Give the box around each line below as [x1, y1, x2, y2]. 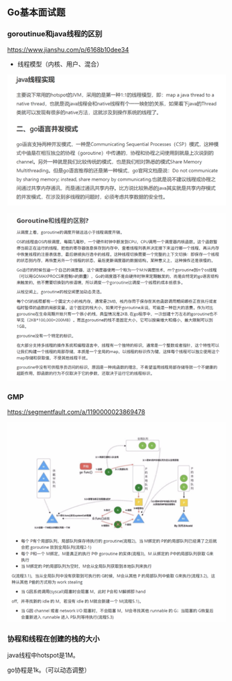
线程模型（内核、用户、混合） [17, 60, 103, 68]
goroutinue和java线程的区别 [7, 29, 103, 39]
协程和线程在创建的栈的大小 [7, 634, 100, 643]
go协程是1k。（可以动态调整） [7, 666, 91, 674]
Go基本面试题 [7, 6, 66, 19]
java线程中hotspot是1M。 [7, 651, 80, 659]
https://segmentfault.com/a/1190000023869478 [7, 408, 146, 416]
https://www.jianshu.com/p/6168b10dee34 [7, 45, 130, 54]
